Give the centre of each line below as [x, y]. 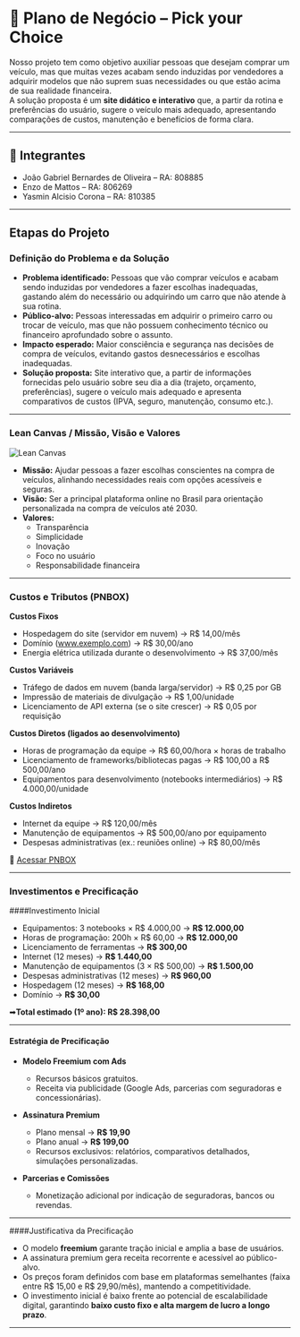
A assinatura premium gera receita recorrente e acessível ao [133, 1257]
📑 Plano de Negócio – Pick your [126, 18]
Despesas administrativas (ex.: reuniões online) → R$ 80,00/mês [141, 843]
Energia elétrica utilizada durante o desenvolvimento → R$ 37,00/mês [150, 653]
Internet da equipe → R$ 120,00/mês [90, 824]
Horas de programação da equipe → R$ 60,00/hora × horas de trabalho [154, 750]
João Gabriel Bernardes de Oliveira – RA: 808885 [112, 177]
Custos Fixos [34, 616]
